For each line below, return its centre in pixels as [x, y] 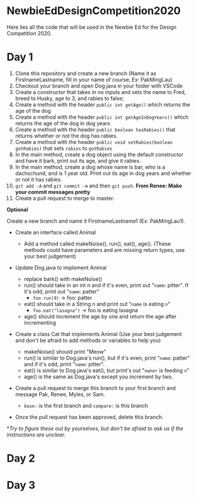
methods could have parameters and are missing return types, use [104, 250]
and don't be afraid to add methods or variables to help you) [88, 340]
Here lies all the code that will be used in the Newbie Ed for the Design [92, 27]
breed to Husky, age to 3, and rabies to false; [69, 98]
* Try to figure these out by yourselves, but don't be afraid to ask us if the [95, 428]
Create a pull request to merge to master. [65, 198]
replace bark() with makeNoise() [63, 279]
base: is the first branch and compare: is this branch [86, 405]
